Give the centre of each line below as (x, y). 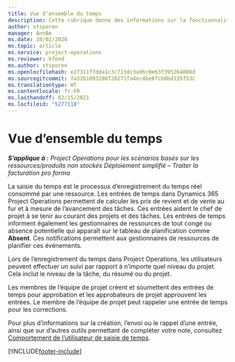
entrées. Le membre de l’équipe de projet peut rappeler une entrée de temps (118, 302)
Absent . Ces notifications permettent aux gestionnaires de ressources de (113, 238)
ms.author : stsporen (38, 65)
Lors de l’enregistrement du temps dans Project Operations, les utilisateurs (115, 259)
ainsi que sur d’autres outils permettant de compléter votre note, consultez (115, 330)
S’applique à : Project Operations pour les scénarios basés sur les (104, 158)
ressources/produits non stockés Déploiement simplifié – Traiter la (103, 165)
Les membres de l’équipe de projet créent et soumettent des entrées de (111, 287)
